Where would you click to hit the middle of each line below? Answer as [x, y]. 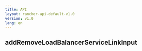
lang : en [14, 23]
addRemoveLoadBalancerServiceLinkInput [71, 42]
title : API [16, 9]
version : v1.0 [19, 18]
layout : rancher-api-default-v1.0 [40, 14]
